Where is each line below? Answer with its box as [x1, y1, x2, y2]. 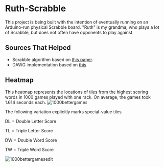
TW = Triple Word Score [5, 146, 54, 152]
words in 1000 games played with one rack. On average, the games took [5, 94, 151, 100]
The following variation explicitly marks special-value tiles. [5, 108, 123, 115]
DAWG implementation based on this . [12, 62, 88, 67]
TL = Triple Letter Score [5, 127, 53, 133]
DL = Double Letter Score [5, 118, 57, 124]
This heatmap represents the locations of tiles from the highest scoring [5, 89, 148, 95]
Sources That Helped [5, 43, 71, 52]
